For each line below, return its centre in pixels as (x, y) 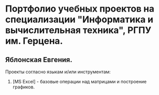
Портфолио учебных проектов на (80, 9)
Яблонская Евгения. (39, 59)
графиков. (24, 87)
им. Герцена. (34, 41)
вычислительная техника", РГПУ (78, 30)
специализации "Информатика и (79, 19)
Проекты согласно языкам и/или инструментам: (58, 72)
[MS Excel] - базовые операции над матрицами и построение (80, 82)
